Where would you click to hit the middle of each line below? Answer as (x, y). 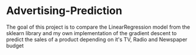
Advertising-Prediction (64, 11)
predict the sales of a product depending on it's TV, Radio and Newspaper (97, 39)
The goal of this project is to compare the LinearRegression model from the (98, 27)
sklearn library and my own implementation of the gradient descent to (91, 33)
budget (15, 46)
